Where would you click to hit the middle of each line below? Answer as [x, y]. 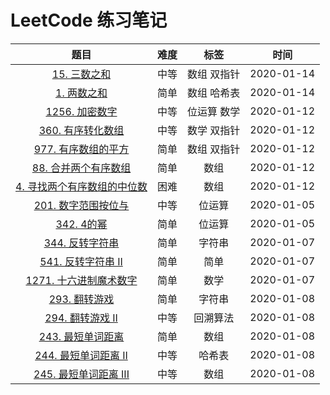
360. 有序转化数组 [81, 130]
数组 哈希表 [214, 93]
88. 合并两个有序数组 [81, 168]
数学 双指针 [214, 130]
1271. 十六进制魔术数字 [81, 280]
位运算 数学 [214, 111]
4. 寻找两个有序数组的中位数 [81, 186]
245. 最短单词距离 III [81, 374]
